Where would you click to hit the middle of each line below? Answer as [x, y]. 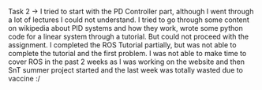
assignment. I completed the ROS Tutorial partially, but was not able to [122, 45]
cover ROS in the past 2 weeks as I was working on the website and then [127, 62]
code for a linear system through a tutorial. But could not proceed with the [129, 36]
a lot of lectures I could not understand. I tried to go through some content [129, 20]
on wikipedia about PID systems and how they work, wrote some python [125, 28]
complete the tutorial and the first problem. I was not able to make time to [127, 53]
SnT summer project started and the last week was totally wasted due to [125, 70]
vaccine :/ [24, 79]
